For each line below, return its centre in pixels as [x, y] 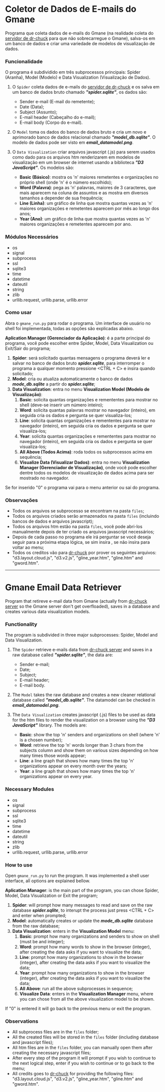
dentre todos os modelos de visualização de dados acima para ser [87, 473]
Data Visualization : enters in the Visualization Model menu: [73, 931]
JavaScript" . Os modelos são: [43, 168]
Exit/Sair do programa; [28, 348]
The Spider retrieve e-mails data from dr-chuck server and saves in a [82, 650]
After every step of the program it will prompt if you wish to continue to [84, 1058]
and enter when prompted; [39, 915]
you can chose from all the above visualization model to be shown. [87, 999]
